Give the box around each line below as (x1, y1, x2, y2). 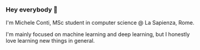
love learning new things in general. (5, 37, 95, 45)
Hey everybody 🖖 (5, 5, 58, 14)
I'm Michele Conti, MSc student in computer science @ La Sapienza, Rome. (5, 19, 195, 27)
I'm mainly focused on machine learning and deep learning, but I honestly (5, 31, 190, 38)
